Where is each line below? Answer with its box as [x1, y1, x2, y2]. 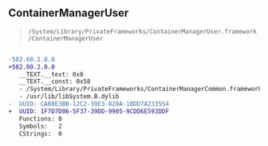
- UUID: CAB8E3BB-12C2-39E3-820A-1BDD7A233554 [8, 100, 170, 109]
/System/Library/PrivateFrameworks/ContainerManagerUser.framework [27, 27, 257, 35]
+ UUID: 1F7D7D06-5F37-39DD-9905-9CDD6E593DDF [8, 107, 170, 115]
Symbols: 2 [18, 122, 62, 130]
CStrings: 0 [18, 129, 62, 138]
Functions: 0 [18, 115, 62, 123]
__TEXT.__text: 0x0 [18, 70, 84, 78]
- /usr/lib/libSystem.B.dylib [18, 93, 120, 101]
